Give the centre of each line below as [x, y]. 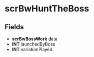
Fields [14, 27]
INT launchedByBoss [33, 44]
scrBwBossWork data [35, 39]
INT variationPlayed [32, 49]
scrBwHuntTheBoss [47, 9]
